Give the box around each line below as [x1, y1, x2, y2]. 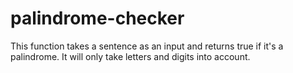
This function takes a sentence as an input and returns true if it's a [10, 40, 284, 52]
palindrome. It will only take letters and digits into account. [10, 50, 251, 62]
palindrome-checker [10, 7, 185, 30]
